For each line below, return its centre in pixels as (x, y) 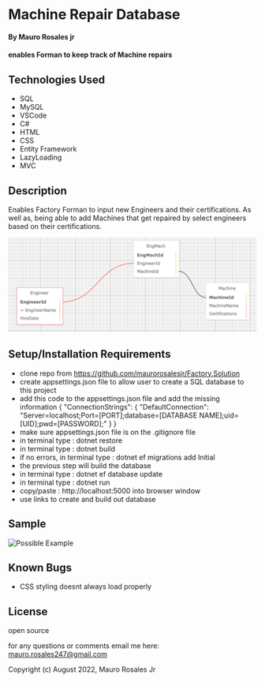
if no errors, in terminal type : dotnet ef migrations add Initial (117, 457)
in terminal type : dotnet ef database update (91, 474)
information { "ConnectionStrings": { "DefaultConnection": (114, 407)
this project (38, 390)
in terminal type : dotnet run (65, 482)
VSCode (33, 115)
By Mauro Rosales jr (41, 36)
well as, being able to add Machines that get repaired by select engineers (127, 218)
